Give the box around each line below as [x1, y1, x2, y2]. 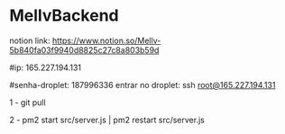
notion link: [9, 35, 51, 46]
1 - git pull [9, 96, 47, 108]
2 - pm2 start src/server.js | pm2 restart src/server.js [9, 114, 205, 125]
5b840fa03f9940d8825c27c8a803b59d [9, 44, 160, 55]
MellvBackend [9, 5, 119, 26]
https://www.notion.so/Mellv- [51, 35, 161, 46]
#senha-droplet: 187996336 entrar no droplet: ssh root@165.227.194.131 [9, 79, 276, 90]
